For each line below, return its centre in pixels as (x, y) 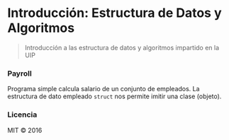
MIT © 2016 (25, 130)
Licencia (22, 115)
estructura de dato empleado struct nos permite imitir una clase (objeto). (114, 96)
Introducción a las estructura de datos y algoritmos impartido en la (122, 47)
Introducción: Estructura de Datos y (114, 13)
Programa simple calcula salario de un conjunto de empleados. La (104, 89)
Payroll (19, 74)
